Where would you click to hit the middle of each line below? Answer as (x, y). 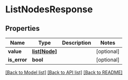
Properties (23, 28)
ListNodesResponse (49, 9)
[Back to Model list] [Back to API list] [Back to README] (64, 72)
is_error (17, 60)
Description (77, 43)
